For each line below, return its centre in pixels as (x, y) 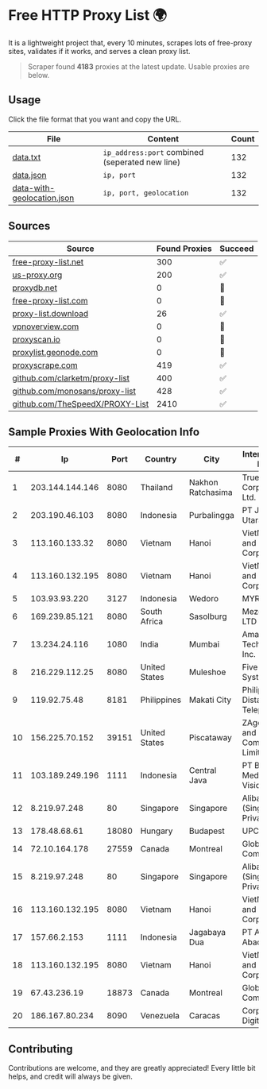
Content (163, 138)
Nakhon (204, 483)
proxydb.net (35, 288)
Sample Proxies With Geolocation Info (104, 432)
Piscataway (211, 738)
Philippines (161, 700)
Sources (29, 226)
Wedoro (204, 599)
